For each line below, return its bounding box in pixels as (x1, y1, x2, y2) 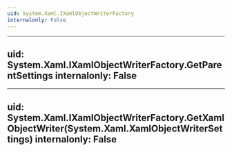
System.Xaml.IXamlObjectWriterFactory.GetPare (7, 59, 222, 71)
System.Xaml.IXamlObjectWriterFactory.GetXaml (7, 111, 224, 124)
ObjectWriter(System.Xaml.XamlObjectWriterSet (7, 122, 223, 134)
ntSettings (7, 69, 53, 81)
